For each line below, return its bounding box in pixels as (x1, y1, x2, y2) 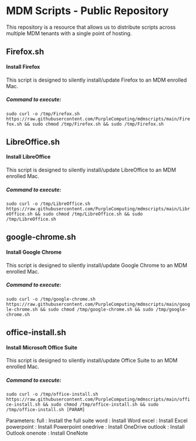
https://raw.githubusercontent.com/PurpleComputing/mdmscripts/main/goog (6, 301, 191, 307)
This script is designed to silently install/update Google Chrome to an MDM (6, 261, 188, 268)
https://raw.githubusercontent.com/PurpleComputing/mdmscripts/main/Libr (6, 206, 191, 212)
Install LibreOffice (6, 153, 51, 160)
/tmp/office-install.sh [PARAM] (6, 407, 85, 413)
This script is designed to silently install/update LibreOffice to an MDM (6, 166, 176, 174)
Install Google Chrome (6, 248, 62, 256)
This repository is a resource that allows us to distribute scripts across (6, 23, 176, 31)
